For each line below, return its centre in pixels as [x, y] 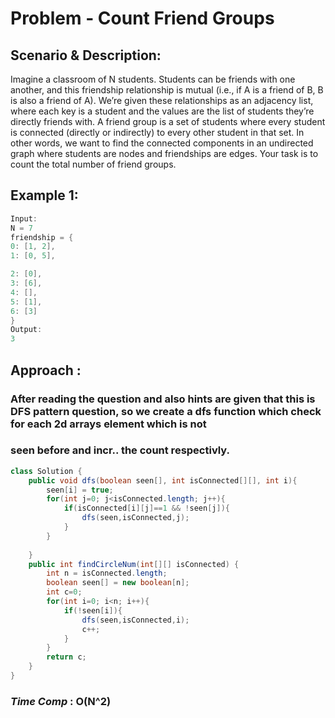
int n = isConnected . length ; [107, 573]
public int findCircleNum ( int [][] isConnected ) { [134, 564]
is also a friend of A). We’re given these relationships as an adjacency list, [162, 100]
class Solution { [46, 471]
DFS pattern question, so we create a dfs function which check [166, 411]
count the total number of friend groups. [93, 164]
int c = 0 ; [64, 592]
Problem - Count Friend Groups [142, 18]
